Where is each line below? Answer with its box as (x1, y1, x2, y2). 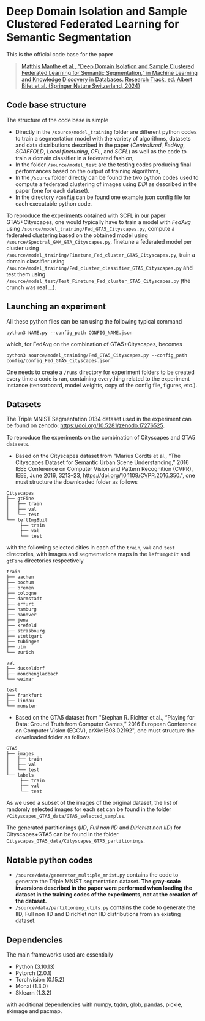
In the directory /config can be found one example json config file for (15, 193, 191, 201)
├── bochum (6, 580, 34, 586)
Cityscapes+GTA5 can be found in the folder (6, 831, 119, 838)
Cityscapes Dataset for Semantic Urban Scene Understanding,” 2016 (15, 459, 189, 466)
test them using (6, 270, 46, 278)
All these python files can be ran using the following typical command (6, 317, 182, 325)
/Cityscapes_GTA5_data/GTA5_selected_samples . (6, 812, 126, 820)
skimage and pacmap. (6, 1007, 62, 1014)
